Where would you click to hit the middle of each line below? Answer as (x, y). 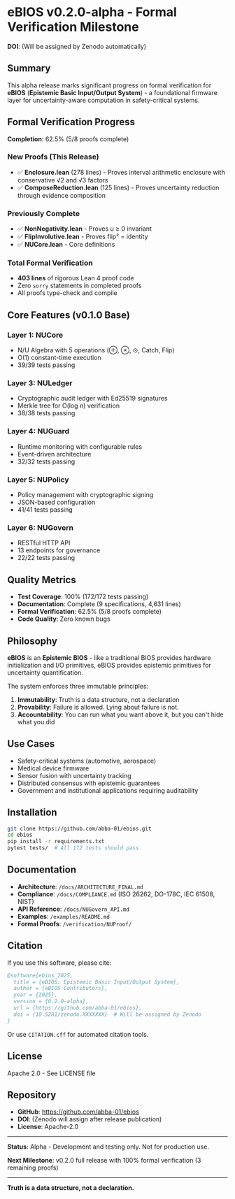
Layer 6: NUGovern (40, 527)
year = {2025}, (36, 995)
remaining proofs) (33, 1168)
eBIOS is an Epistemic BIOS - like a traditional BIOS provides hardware (109, 657)
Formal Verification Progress (71, 122)
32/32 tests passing (46, 461)
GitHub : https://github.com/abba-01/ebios (78, 1112)
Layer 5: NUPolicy (38, 480)
